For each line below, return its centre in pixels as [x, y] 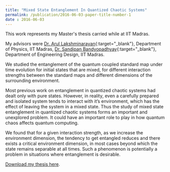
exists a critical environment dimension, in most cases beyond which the [82, 144]
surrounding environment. [33, 81]
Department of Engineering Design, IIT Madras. [55, 54]
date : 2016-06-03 [25, 19]
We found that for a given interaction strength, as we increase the [74, 133]
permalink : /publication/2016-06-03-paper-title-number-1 [68, 15]
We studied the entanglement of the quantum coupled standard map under [84, 65]
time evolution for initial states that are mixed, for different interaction [78, 70]
